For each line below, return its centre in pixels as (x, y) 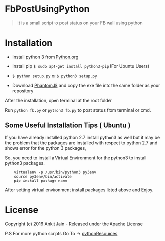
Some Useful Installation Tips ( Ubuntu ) (68, 126)
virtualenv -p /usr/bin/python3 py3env (55, 172)
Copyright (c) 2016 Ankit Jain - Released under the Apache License (74, 224)
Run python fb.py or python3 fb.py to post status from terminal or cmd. (78, 110)
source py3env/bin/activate (43, 176)
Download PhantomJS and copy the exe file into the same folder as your (86, 85)
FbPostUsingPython (47, 9)
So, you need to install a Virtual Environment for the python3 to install (76, 158)
